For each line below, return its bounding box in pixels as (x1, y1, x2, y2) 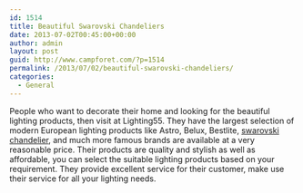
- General (17, 81, 55, 90)
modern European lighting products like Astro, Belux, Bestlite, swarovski (9, 124, 279, 136)
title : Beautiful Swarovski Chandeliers (9, 22, 166, 31)
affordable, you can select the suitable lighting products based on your (9, 153, 275, 164)
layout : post (9, 47, 59, 56)
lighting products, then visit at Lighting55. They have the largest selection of (9, 115, 295, 126)
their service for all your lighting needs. (9, 173, 157, 184)
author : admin (9, 38, 64, 48)
